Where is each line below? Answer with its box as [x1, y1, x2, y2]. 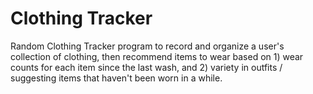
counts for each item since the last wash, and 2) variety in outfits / [10, 61, 283, 73]
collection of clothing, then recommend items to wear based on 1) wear [10, 50, 304, 62]
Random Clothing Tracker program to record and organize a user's [10, 40, 285, 52]
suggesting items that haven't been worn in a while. [10, 72, 223, 84]
